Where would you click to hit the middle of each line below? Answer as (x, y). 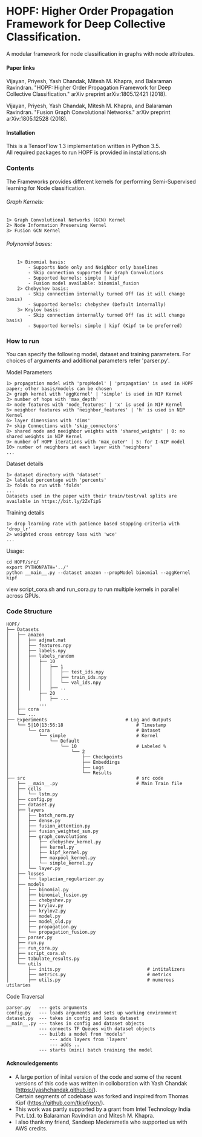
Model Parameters (29, 373)
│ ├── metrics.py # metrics (89, 974)
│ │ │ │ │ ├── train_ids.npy (57, 677)
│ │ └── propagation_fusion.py (51, 932)
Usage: (15, 551)
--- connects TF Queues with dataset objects (97, 1029)
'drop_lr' (19, 529)
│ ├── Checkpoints (64, 757)
